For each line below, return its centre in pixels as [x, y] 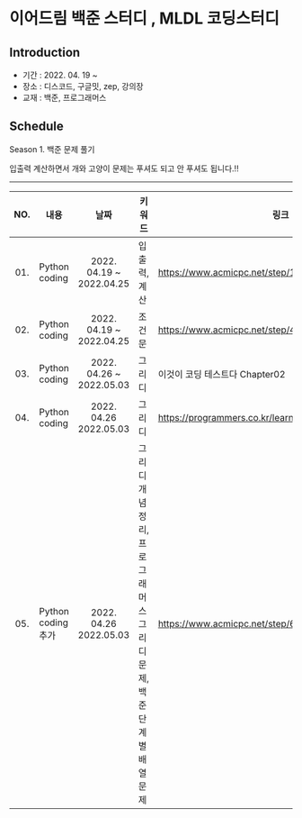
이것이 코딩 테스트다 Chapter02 [222, 374]
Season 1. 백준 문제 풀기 [52, 149]
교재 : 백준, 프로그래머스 [64, 97]
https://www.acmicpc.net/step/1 [227, 272]
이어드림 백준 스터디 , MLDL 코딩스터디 [145, 18]
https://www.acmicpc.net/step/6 [227, 623]
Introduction [45, 52]
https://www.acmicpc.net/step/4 [227, 330]
